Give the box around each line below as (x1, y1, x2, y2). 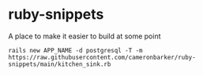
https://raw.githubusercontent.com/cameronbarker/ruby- (8, 53, 196, 61)
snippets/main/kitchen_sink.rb (8, 60, 111, 68)
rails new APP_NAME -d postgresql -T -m (8, 46, 144, 54)
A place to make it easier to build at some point (8, 31, 161, 41)
